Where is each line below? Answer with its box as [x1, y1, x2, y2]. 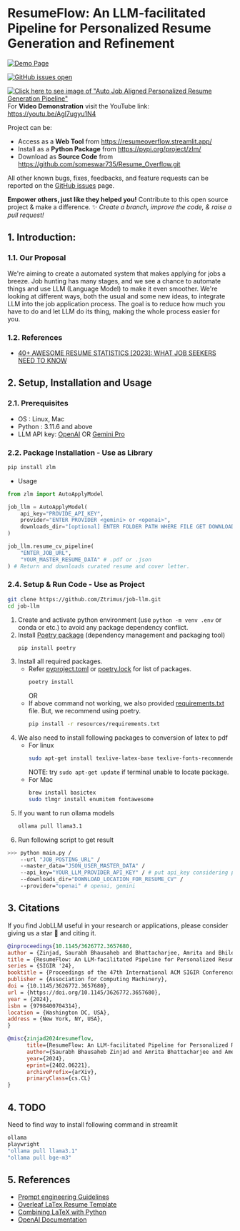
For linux [28, 741, 54, 750]
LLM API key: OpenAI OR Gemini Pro [17, 430, 125, 438]
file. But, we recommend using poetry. [28, 707, 141, 715]
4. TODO [7, 1101, 46, 1113]
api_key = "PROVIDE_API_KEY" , [20, 510, 104, 517]
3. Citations [7, 902, 60, 915]
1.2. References [7, 332, 63, 342]
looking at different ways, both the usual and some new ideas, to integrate [7, 291, 226, 301]
